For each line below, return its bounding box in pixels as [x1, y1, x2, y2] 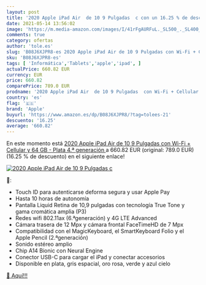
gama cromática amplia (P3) [15, 208, 87, 215]
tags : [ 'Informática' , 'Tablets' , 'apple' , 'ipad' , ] [6, 60, 141, 66]
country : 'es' [6, 94, 43, 101]
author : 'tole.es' [6, 44, 53, 50]
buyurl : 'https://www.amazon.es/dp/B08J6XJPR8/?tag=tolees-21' [6, 112, 172, 118]
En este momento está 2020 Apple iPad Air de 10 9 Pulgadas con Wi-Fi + [6, 140, 191, 147]
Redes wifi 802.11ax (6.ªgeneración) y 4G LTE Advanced [15, 215, 158, 222]
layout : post [6, 9, 40, 15]
